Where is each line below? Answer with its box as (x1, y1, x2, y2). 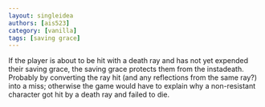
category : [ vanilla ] (8, 26, 78, 34)
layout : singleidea (8, 11, 74, 20)
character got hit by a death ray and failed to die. (8, 89, 170, 100)
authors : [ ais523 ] (8, 19, 70, 27)
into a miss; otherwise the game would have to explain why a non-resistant (8, 81, 256, 91)
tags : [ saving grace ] (8, 34, 81, 42)
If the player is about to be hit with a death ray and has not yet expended (8, 56, 249, 65)
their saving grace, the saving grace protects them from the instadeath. (8, 65, 244, 74)
